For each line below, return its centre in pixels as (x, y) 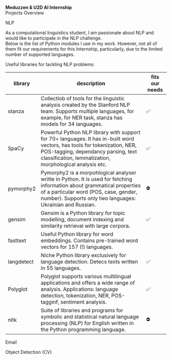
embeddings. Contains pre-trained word (89, 240)
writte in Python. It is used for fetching (87, 179)
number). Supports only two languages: (88, 198)
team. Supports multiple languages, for (87, 111)
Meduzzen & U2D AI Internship (39, 7)
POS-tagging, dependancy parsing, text (89, 152)
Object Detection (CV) (29, 352)
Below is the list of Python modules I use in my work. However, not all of (81, 44)
